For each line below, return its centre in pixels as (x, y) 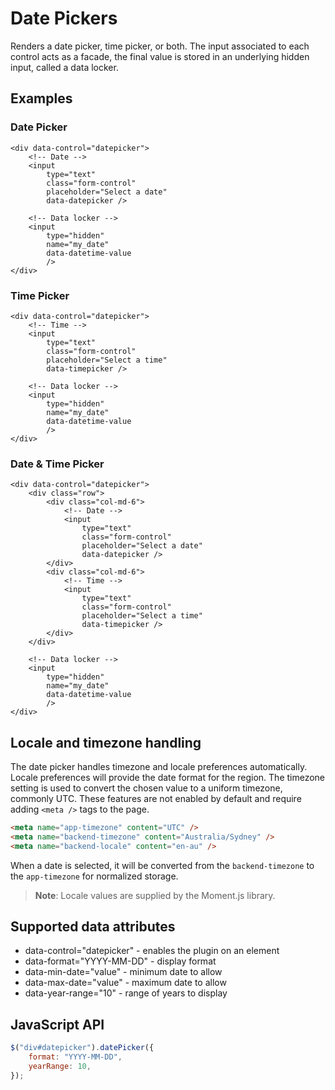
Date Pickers (64, 18)
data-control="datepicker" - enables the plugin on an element (152, 951)
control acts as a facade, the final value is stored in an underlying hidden (160, 56)
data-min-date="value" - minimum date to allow (123, 972)
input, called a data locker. (64, 67)
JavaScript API (57, 1024)
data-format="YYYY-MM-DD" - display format (120, 961)
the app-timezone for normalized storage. (94, 876)
